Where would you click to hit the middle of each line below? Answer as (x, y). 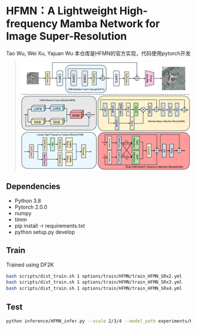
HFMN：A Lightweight (62, 11)
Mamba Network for (110, 24)
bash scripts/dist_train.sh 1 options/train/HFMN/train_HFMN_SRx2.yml (94, 276)
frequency (32, 24)
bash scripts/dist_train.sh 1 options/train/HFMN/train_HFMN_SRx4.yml (94, 289)
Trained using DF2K (30, 265)
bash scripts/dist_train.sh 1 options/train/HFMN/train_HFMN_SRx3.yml (94, 282)
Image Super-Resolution (67, 36)
